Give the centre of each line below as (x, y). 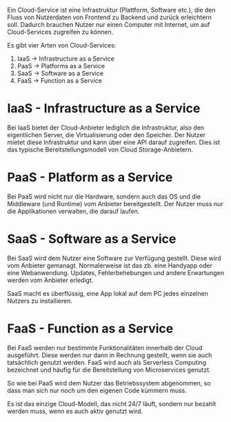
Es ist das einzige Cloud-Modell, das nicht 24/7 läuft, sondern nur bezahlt (112, 403)
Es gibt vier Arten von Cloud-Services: (62, 45)
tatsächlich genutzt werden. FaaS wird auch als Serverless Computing (107, 362)
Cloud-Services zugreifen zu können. (60, 32)
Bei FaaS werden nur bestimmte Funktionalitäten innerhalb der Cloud (105, 348)
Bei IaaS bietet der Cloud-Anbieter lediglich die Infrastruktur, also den (106, 128)
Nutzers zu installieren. (40, 301)
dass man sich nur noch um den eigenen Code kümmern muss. (97, 390)
